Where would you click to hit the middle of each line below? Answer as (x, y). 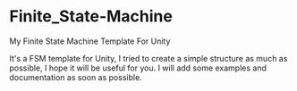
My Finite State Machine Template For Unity (90, 41)
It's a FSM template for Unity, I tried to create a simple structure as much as (148, 58)
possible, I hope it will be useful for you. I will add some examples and (138, 68)
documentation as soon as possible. (76, 77)
